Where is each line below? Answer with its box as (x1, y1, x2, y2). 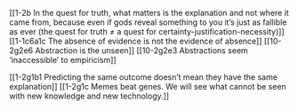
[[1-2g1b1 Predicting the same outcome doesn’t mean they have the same (9, 72, 278, 82)
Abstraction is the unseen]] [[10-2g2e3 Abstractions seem (35, 45, 249, 56)
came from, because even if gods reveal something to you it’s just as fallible (9, 17, 287, 27)
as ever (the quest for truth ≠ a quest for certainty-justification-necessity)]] (9, 27, 285, 36)
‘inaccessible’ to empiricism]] (9, 55, 117, 65)
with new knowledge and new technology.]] (9, 90, 170, 101)
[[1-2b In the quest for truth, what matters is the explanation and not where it (9, 8, 289, 18)
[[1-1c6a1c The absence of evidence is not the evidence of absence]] (9, 35, 262, 46)
